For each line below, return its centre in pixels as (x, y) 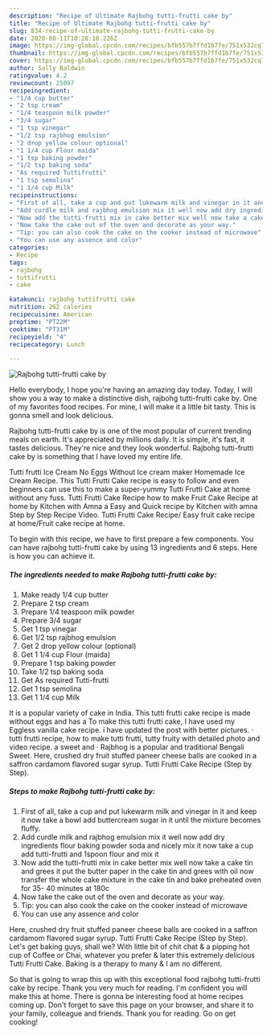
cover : (20, 61)
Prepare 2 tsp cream (55, 603)
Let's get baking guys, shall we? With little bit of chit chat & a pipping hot (129, 947)
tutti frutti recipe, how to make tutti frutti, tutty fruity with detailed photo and (135, 739)
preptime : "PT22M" (40, 322)
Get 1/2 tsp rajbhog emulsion (68, 638)
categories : (29, 248)
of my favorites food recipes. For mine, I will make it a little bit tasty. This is (133, 407)
